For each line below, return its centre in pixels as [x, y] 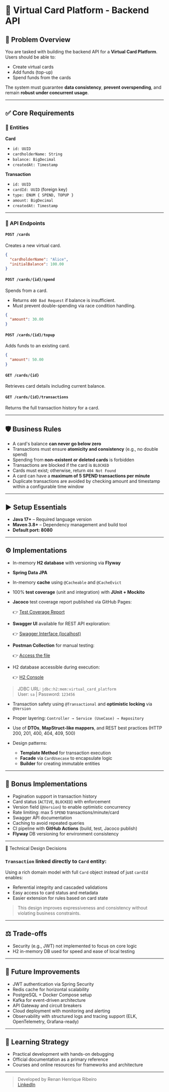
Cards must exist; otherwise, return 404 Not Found [64, 470]
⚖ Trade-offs [26, 934]
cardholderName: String [37, 154]
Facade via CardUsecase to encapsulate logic [66, 758]
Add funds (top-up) [32, 72]
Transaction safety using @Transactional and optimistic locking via [82, 704]
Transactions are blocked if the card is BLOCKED [61, 465]
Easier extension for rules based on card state [60, 898]
